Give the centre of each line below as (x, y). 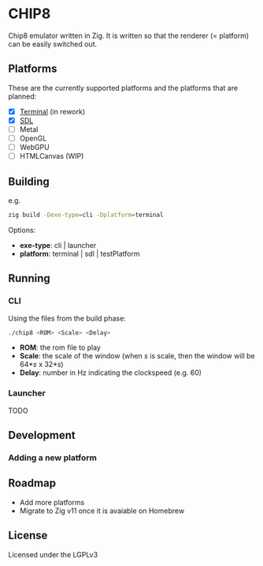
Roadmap (32, 484)
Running (30, 278)
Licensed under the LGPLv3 (53, 554)
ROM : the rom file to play (60, 347)
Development (42, 435)
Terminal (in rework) (52, 111)
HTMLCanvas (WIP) (52, 156)
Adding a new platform (52, 457)
